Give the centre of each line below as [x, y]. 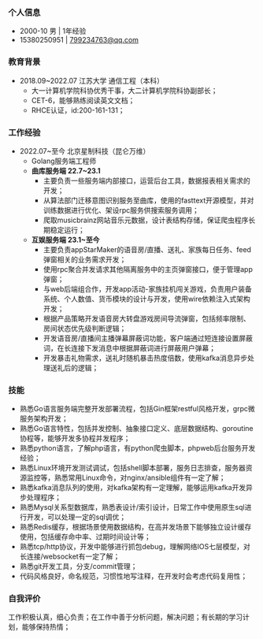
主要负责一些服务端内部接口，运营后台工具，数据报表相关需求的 [146, 180]
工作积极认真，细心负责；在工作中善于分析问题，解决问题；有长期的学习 [125, 617]
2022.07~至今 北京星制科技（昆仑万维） [85, 150]
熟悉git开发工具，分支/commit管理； [78, 567]
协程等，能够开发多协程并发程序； [75, 438]
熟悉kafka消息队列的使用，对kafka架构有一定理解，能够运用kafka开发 [133, 488]
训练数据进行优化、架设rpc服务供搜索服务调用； [121, 210]
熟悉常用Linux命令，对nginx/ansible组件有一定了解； [140, 477]
